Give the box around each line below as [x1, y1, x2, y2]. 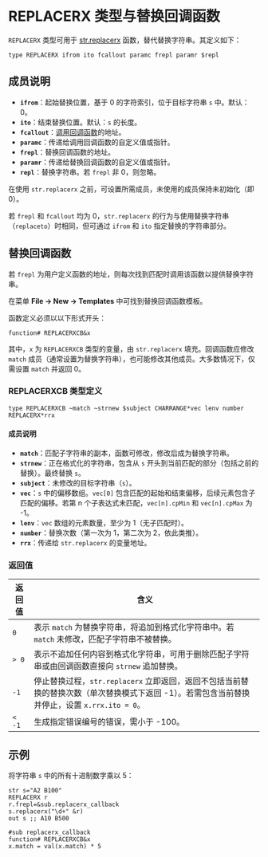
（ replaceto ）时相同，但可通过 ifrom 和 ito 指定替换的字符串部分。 [8, 221, 231, 230]
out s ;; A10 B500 [8, 815, 69, 823]
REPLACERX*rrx [8, 411, 56, 419]
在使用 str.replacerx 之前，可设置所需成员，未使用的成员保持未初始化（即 [8, 184, 254, 194]
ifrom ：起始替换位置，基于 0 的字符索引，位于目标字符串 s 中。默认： [19, 97, 250, 107]
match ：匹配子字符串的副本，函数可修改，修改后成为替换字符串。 [19, 448, 234, 458]
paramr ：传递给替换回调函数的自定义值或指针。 [19, 157, 175, 167]
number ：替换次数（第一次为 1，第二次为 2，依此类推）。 [19, 528, 203, 538]
